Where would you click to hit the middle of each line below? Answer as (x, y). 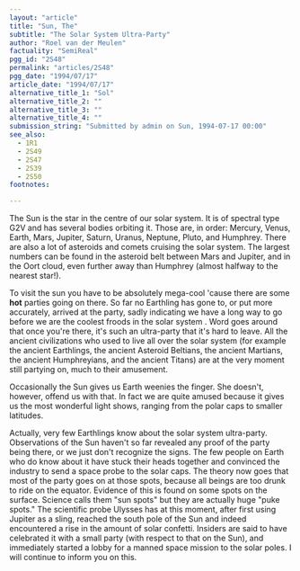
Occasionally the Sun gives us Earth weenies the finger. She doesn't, (137, 387)
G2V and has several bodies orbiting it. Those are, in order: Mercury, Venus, (150, 228)
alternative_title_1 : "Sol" (62, 93)
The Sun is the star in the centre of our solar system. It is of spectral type (145, 219)
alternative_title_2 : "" (56, 101)
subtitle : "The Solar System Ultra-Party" (90, 34)
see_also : (28, 135)
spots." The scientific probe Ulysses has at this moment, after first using (143, 510)
